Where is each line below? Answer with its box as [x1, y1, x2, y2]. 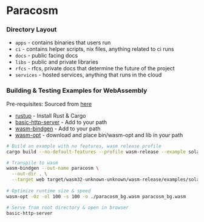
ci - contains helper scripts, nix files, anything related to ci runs [15, 45, 174, 53]
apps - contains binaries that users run [15, 39, 111, 46]
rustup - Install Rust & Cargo [15, 112, 86, 119]
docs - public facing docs [15, 52, 78, 59]
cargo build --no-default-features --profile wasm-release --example [6, 149, 186, 155]
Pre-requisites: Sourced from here [6, 100, 92, 107]
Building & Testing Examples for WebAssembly [6, 86, 148, 95]
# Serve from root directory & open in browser [6, 204, 129, 210]
